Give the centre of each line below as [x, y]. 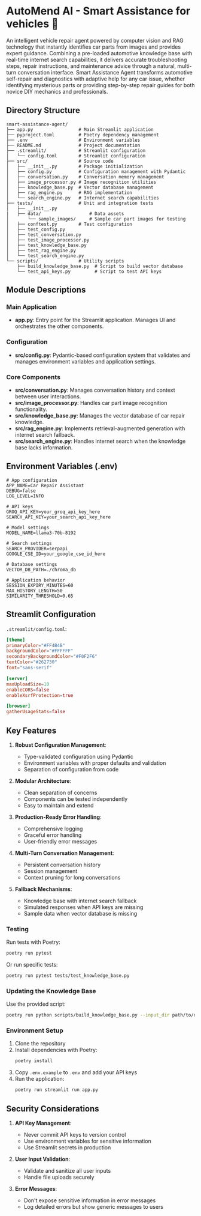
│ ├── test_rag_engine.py [41, 251]
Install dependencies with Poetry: [56, 1050]
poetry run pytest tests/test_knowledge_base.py [68, 976]
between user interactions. [48, 397]
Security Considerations [53, 1109]
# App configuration [32, 480]
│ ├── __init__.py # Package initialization [75, 166]
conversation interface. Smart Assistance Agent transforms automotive [105, 72]
